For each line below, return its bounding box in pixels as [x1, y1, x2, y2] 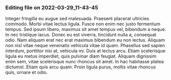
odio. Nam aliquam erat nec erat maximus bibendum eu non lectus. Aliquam [5, 37, 165, 43]
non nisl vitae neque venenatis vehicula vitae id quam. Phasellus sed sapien [5, 43, 165, 49]
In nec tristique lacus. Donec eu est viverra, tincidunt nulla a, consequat [5, 32, 157, 38]
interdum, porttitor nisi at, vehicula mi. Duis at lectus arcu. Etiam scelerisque [5, 48, 165, 54]
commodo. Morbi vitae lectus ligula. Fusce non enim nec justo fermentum [5, 21, 161, 27]
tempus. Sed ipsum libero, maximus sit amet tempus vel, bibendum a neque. [5, 26, 166, 32]
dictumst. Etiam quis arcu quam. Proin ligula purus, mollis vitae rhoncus [5, 64, 156, 70]
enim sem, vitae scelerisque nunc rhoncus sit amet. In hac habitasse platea [5, 59, 164, 65]
